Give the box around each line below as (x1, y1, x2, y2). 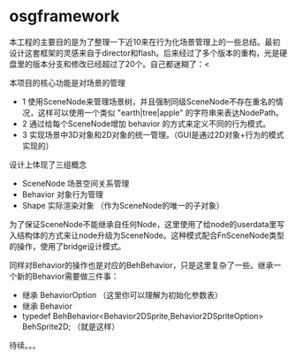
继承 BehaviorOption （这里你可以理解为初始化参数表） (21, 289, 223, 300)
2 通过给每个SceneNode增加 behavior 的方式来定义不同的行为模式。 (21, 118, 271, 129)
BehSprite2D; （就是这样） (21, 321, 120, 332)
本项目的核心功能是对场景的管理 (9, 77, 125, 88)
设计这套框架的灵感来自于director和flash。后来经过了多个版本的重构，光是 (9, 47, 280, 58)
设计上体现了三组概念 (9, 159, 87, 170)
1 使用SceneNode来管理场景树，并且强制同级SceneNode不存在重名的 (21, 95, 276, 107)
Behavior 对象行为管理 (21, 188, 103, 200)
